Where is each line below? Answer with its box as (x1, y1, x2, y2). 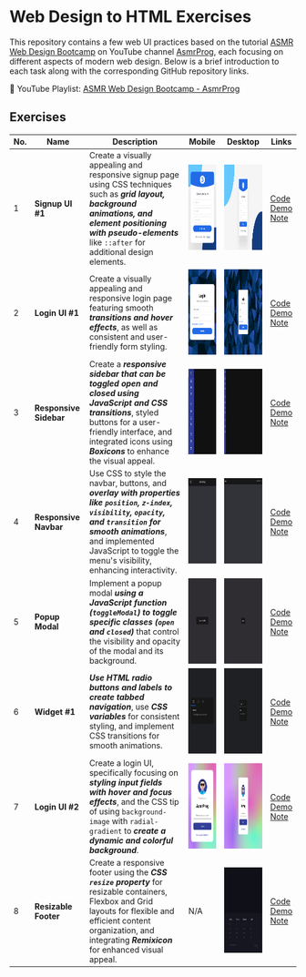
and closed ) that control (89, 626, 179, 636)
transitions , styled (89, 407, 159, 418)
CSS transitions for (89, 730, 160, 741)
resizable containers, (89, 886, 168, 898)
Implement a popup (89, 577, 162, 588)
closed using (89, 388, 139, 398)
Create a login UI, (89, 758, 155, 768)
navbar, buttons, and (89, 478, 167, 489)
